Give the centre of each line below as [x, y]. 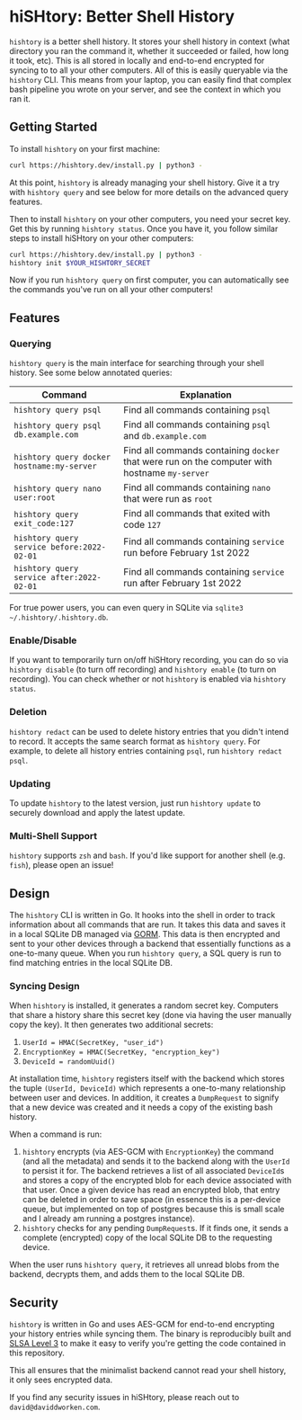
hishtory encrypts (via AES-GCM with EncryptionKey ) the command [148, 1152]
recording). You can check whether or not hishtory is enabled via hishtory [147, 679]
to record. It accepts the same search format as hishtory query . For [135, 741]
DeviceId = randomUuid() [69, 1062]
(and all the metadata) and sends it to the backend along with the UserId [156, 1161]
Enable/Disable [43, 640]
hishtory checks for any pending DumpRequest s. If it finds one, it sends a [155, 1228]
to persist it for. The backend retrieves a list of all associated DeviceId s [153, 1171]
